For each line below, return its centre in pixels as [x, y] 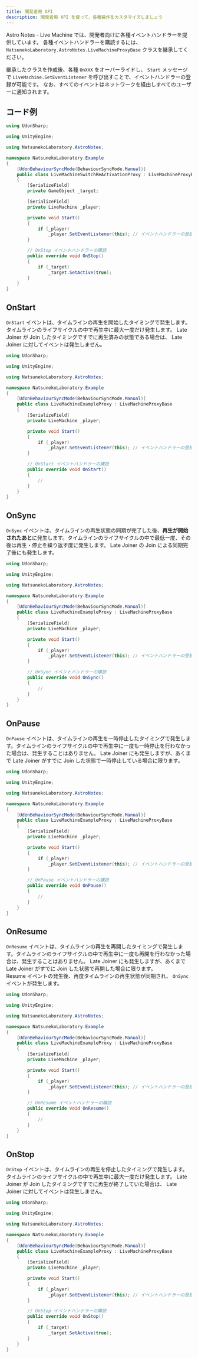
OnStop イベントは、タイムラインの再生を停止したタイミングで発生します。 [97, 1169]
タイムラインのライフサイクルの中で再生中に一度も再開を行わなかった [100, 954]
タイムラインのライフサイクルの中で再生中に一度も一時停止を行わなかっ [103, 746]
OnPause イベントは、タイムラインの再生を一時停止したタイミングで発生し [96, 738]
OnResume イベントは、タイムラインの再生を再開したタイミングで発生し [92, 947]
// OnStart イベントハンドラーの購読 [68, 464]
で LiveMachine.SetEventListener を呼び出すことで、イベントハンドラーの [96, 77]
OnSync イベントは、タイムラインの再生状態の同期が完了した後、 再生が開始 [97, 530]
